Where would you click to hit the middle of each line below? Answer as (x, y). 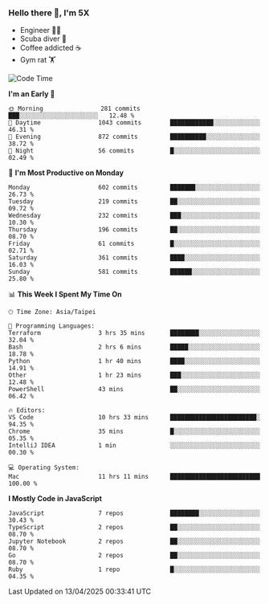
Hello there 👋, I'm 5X (49, 13)
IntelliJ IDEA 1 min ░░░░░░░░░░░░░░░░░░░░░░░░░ (134, 446)
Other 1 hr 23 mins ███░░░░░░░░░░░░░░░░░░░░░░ (134, 375)
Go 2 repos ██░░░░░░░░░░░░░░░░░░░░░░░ (134, 556)
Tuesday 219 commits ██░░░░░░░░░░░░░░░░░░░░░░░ (134, 202)
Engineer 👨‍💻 (41, 31)
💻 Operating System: (44, 468)
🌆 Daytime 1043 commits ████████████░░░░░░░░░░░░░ (134, 123)
